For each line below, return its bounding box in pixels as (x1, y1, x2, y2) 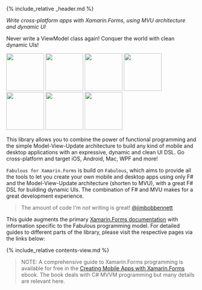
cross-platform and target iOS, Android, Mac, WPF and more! (6, 155, 158, 162)
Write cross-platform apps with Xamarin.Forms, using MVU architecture (6, 17, 186, 24)
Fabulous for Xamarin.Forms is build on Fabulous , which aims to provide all (6, 167, 192, 174)
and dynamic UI (6, 24, 46, 30)
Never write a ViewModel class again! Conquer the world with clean (6, 35, 175, 42)
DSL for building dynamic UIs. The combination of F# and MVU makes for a (6, 186, 194, 193)
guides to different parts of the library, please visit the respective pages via (6, 229, 193, 236)
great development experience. (6, 192, 84, 200)
